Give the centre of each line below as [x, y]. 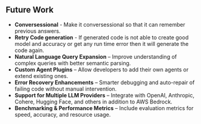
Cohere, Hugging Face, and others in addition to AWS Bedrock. [93, 102]
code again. [29, 50]
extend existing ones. [41, 76]
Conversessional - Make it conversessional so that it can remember [100, 24]
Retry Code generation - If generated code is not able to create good [101, 37]
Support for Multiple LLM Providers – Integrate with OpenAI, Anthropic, [104, 95]
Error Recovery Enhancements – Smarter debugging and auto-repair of [104, 82]
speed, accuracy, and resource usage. [63, 114]
